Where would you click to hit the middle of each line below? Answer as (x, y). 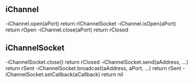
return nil (112, 74)
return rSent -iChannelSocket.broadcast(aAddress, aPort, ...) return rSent (94, 68)
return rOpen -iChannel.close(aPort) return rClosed (67, 30)
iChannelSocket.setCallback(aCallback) (53, 74)
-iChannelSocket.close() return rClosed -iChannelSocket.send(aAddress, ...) (97, 62)
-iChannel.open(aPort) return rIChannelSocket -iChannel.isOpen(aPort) (91, 23)
